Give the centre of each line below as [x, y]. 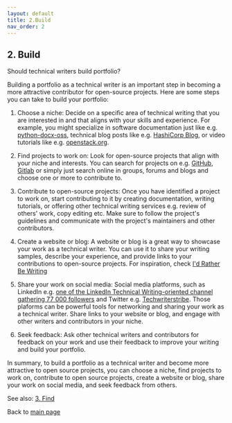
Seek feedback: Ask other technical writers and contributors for [108, 335]
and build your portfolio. [52, 349]
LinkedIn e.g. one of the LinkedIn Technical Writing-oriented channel [115, 292]
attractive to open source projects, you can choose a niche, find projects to [114, 370]
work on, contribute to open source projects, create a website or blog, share [116, 378]
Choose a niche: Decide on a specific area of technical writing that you [118, 113]
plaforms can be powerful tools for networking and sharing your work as [121, 307]
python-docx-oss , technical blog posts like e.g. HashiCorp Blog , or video [121, 135]
